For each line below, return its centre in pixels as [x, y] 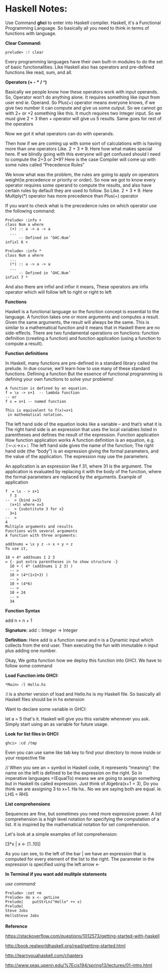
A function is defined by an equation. [47, 388]
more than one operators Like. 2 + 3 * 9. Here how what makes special [79, 148]
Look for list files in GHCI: [32, 734]
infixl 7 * [17, 277]
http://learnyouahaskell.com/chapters [44, 955]
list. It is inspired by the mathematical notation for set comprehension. [77, 824]
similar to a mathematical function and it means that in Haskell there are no [82, 327]
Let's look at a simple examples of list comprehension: [62, 834]
